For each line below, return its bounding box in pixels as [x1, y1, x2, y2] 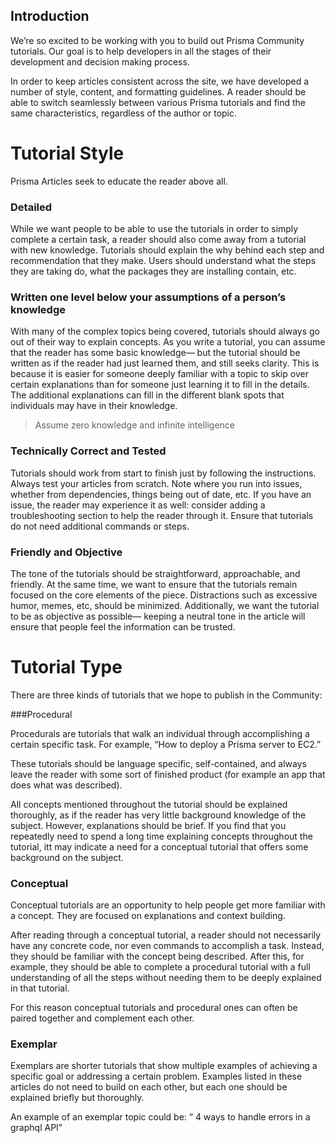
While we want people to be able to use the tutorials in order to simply [10, 223, 299, 235]
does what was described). [10, 779, 123, 791]
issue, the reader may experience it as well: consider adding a [10, 499, 266, 511]
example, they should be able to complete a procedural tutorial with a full [10, 961, 311, 973]
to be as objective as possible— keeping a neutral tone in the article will [10, 610, 306, 622]
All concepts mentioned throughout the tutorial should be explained [10, 798, 288, 810]
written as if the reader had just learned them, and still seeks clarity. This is [10, 357, 320, 369]
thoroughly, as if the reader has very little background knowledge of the [10, 809, 307, 821]
